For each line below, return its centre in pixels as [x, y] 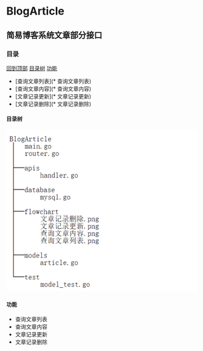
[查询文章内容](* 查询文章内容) [53, 89]
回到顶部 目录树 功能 [32, 68]
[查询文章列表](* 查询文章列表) [53, 81]
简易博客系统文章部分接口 [54, 35]
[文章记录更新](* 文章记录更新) [53, 96]
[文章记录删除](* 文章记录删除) [53, 104]
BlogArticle [36, 11]
